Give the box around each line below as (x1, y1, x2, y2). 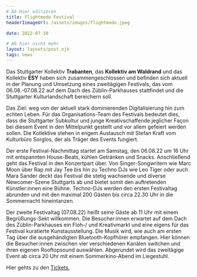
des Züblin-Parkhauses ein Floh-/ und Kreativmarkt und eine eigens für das (6, 221, 189, 228)
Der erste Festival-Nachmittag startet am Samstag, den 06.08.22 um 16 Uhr (6, 147, 189, 154)
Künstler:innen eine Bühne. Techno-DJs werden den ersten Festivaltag (6, 184, 178, 192)
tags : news (6, 52, 33, 58)
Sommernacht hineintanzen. (6, 197, 75, 204)
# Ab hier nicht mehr (6, 41, 59, 47)
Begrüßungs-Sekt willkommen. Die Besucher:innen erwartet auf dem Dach (6, 215, 187, 222)
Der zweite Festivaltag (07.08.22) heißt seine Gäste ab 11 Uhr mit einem (6, 209, 178, 216)
